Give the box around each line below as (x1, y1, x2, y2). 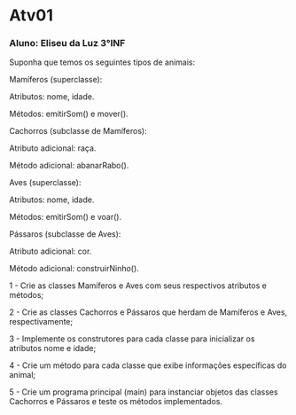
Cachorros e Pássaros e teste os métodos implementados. (9, 396, 223, 407)
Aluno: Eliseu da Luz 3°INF (9, 37, 126, 50)
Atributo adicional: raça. (9, 143, 97, 153)
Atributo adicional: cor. (9, 246, 92, 257)
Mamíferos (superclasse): (9, 74, 103, 85)
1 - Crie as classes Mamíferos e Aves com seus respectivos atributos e (9, 280, 268, 291)
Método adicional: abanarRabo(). (9, 161, 129, 171)
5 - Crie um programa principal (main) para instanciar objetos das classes (9, 387, 278, 397)
